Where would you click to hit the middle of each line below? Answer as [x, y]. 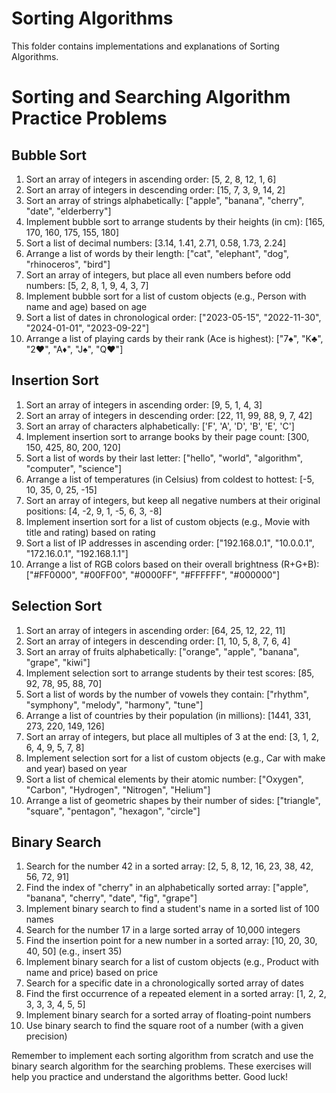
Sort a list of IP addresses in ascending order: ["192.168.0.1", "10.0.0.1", [170, 543]
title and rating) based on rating [90, 532]
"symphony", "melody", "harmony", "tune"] [114, 704]
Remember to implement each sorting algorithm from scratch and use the [162, 1056]
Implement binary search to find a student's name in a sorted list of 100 [172, 909]
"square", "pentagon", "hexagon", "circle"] [113, 811]
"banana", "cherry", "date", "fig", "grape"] [111, 898]
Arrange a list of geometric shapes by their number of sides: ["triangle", [173, 800]
